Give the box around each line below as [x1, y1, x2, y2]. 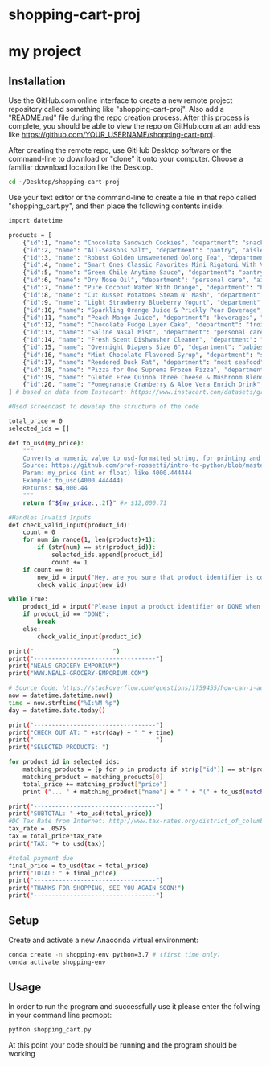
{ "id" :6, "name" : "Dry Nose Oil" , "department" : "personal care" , [22, 276, 250, 285]
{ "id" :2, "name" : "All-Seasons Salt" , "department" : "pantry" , [22, 246, 239, 254]
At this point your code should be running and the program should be [8, 1040, 237, 1050]
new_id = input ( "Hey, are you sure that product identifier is [37, 573, 253, 581]
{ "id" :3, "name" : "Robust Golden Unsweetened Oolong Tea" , [22, 253, 225, 262]
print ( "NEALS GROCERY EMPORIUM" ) [8, 662, 121, 670]
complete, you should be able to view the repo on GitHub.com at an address [8, 121, 261, 131]
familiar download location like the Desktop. [8, 162, 153, 172]
